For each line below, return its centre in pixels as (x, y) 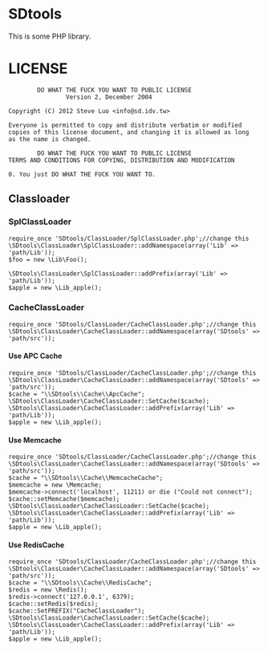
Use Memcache (35, 440)
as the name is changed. (50, 139)
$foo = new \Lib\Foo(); (48, 259)
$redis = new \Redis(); (48, 590)
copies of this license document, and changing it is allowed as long (129, 132)
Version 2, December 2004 (109, 97)
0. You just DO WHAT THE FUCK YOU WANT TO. (82, 174)
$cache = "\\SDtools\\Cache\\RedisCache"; (80, 583)
